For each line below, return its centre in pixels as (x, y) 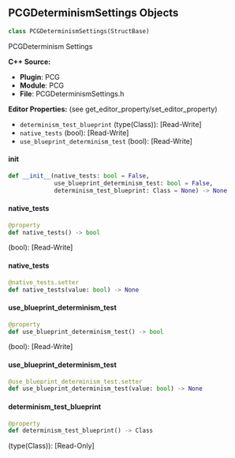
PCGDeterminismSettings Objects (93, 13)
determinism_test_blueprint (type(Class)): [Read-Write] (111, 124)
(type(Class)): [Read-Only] (51, 446)
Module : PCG (42, 85)
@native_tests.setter (44, 282)
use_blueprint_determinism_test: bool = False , (134, 183)
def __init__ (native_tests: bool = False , (79, 176)
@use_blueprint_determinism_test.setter (76, 381)
